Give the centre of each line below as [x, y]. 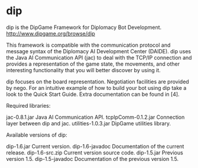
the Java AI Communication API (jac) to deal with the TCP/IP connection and [99, 57]
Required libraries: [28, 105]
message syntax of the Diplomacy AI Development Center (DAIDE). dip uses [98, 51]
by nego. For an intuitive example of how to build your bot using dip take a [96, 88]
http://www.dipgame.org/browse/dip [51, 33]
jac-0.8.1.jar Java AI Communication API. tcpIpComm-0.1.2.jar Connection [95, 117]
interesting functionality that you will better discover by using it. [83, 70]
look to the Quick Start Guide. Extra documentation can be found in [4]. [93, 94]
